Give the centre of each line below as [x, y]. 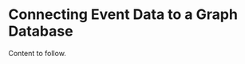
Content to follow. [37, 53]
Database [41, 31]
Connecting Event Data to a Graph [123, 15]
